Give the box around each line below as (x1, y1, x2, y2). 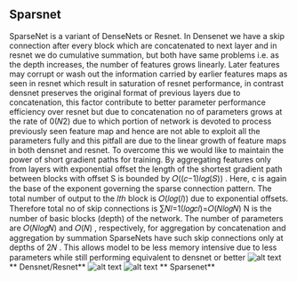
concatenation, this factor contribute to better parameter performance (9, 97, 267, 108)
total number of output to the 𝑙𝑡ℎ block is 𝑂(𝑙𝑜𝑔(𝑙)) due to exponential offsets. (9, 193, 289, 204)
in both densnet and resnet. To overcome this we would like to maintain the (9, 144, 285, 155)
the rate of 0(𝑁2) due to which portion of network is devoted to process (9, 116, 272, 126)
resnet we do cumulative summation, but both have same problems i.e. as (9, 49, 280, 60)
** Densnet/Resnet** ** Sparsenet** (9, 261, 216, 272)
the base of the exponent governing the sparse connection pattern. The (9, 182, 272, 194)
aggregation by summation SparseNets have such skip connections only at (9, 232, 284, 243)
